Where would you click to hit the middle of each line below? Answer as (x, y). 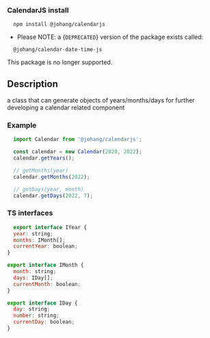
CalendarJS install (38, 10)
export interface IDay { (42, 303)
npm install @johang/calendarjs (60, 25)
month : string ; (35, 272)
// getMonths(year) (41, 171)
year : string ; (33, 234)
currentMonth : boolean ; (47, 284)
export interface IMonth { (45, 265)
